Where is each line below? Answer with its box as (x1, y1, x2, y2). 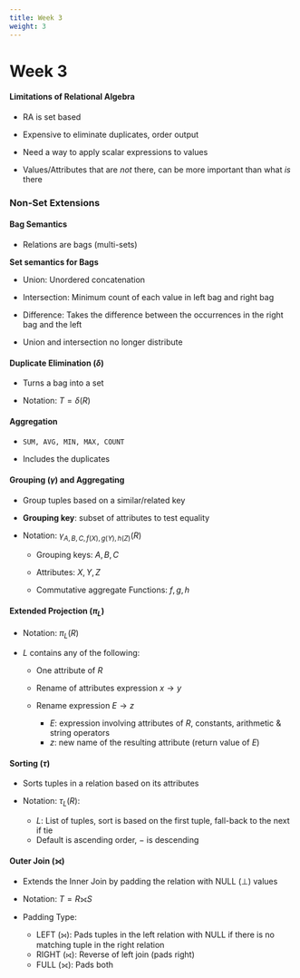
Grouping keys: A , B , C (35, 550, 120, 561)
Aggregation (9, 416, 58, 426)
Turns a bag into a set (22, 377, 104, 388)
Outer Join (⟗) (9, 855, 65, 866)
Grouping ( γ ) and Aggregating (9, 474, 125, 485)
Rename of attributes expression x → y (35, 682, 182, 694)
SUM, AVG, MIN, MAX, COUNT (22, 437, 125, 447)
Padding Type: (22, 912, 77, 923)
